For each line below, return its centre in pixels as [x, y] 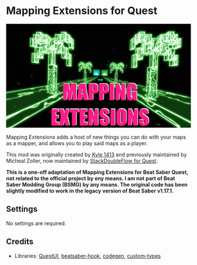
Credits [20, 242]
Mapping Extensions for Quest [82, 11]
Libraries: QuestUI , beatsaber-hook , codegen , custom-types [88, 256]
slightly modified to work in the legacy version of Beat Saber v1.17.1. [90, 191]
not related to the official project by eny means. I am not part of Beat [91, 178]
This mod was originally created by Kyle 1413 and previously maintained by [96, 154]
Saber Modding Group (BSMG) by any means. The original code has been [97, 184]
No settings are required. [36, 223]
